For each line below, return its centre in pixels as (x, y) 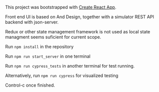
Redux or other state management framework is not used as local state (78, 32)
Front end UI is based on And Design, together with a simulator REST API (79, 17)
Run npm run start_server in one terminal (48, 56)
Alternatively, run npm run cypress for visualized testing (62, 76)
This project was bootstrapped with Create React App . (61, 7)
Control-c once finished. (30, 85)
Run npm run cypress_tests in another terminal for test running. (70, 66)
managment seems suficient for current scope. (53, 37)
